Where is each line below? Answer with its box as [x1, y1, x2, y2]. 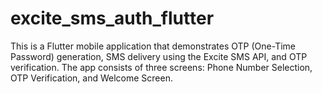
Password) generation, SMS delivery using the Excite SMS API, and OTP [10, 50, 308, 62]
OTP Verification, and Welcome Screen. [10, 72, 173, 84]
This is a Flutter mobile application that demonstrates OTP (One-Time [10, 40, 296, 52]
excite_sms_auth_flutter [10, 7, 215, 30]
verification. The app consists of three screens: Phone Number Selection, [10, 61, 313, 73]
